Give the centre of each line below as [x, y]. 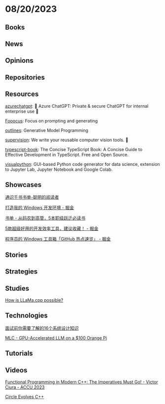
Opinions [19, 61]
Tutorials [19, 354]
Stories [16, 255]
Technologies [27, 316]
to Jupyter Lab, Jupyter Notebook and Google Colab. [59, 169]
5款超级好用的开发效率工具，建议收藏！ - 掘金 [52, 229]
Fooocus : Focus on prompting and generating [51, 121]
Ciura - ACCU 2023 [25, 387]
